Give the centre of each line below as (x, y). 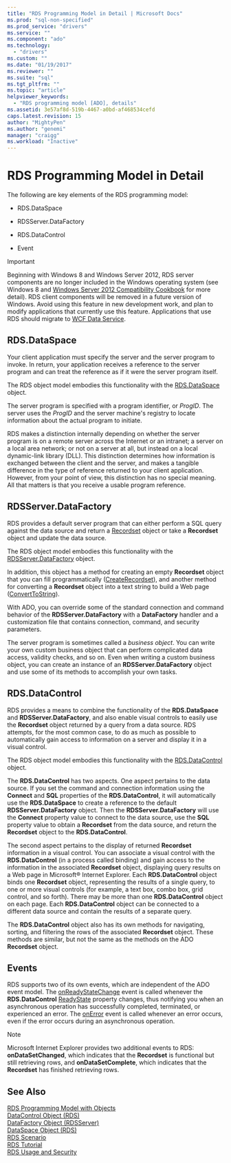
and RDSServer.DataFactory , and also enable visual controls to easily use (112, 717)
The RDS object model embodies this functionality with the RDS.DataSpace (113, 385)
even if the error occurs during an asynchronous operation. (91, 1021)
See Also (26, 1092)
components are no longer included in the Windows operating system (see (113, 282)
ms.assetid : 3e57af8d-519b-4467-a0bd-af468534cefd (81, 110)
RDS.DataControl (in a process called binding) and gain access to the (106, 860)
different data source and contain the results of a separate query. (100, 911)
